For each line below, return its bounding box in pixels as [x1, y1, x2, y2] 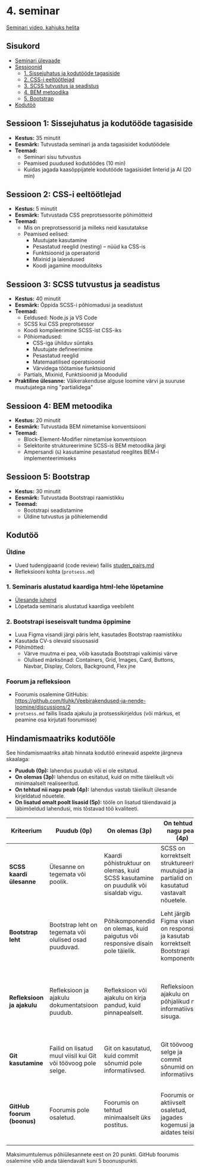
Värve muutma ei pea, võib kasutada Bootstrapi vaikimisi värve [23, 650, 178, 657]
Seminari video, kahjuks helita [6, 24, 80, 31]
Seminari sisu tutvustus [23, 153, 82, 160]
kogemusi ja [160, 1121, 195, 1129]
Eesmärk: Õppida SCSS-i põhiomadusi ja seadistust [14, 302, 143, 309]
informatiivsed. [104, 1066, 146, 1075]
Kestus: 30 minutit [14, 487, 61, 495]
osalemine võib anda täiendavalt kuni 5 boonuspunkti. [6, 1158, 138, 1165]
